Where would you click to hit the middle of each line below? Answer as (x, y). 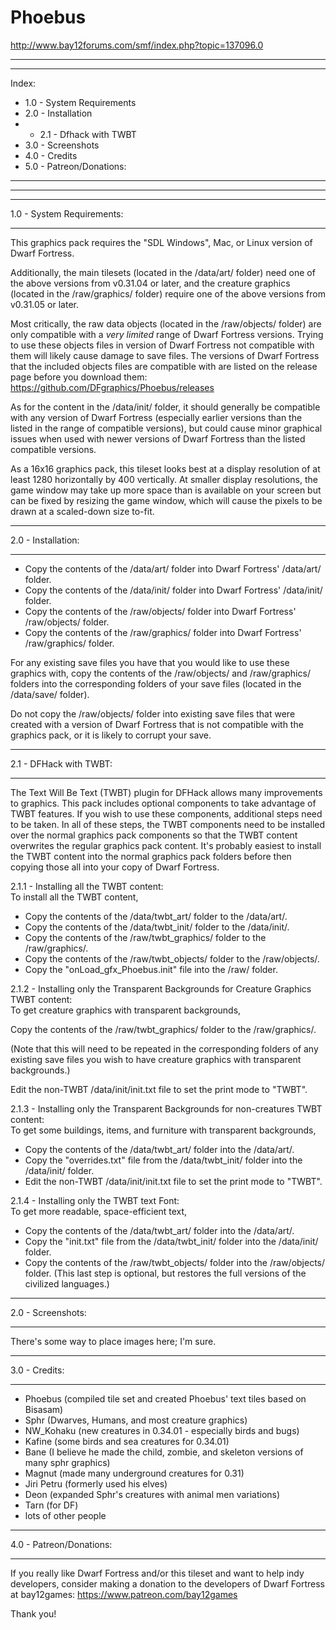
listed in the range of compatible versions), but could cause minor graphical (166, 428)
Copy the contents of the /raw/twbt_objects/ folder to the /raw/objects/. (172, 958)
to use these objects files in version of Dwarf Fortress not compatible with (162, 345)
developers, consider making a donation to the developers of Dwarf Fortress (167, 1583)
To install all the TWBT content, (74, 897)
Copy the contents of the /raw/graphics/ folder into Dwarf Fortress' (163, 632)
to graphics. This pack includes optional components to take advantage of (163, 803)
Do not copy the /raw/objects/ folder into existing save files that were (153, 713)
